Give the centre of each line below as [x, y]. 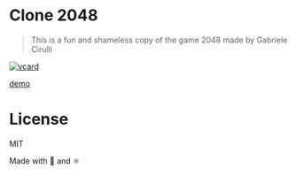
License [39, 119]
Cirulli [42, 49]
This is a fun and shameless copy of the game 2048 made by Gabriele [159, 40]
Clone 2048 [54, 15]
